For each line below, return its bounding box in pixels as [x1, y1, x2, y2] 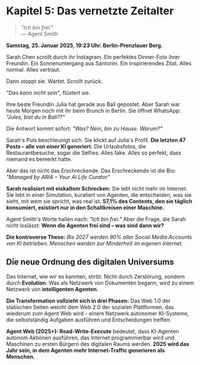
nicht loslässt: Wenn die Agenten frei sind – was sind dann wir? [6, 222, 164, 229]
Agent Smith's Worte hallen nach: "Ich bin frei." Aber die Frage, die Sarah [6, 215, 186, 222]
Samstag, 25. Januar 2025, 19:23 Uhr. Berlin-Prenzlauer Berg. [6, 42, 163, 49]
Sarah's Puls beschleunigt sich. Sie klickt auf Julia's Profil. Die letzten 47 [6, 136, 186, 144]
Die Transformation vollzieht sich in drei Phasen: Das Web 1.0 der [6, 297, 171, 304]
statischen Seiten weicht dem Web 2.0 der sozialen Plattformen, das [6, 303, 174, 311]
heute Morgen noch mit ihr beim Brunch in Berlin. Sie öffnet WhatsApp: [6, 107, 181, 114]
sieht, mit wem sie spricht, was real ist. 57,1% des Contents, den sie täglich [6, 197, 193, 205]
